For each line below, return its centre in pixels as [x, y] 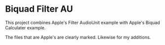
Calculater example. [25, 27]
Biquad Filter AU [39, 9]
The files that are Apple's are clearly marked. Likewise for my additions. [78, 37]
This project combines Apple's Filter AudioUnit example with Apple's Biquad [82, 22]
